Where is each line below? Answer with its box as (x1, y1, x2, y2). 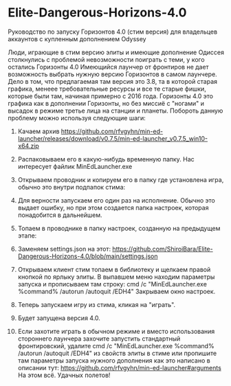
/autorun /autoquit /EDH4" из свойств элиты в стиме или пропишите (17, 349, 217, 357)
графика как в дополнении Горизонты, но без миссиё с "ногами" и (8, 99, 205, 107)
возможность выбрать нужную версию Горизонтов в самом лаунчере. (8, 70, 217, 78)
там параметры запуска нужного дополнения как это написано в (17, 356, 210, 365)
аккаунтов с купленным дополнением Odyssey (8, 34, 146, 43)
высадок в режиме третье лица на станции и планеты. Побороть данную (8, 106, 223, 115)
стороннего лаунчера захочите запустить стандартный (17, 334, 181, 343)
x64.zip (17, 141, 40, 150)
